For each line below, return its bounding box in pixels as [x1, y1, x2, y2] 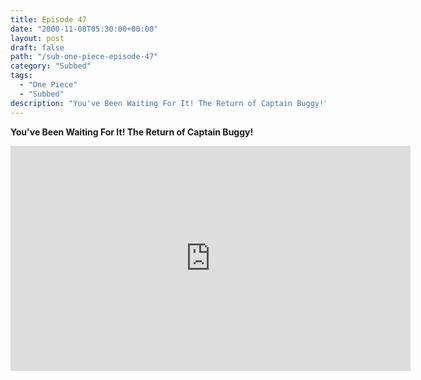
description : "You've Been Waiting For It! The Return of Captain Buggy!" [10, 98, 329, 108]
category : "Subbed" [10, 61, 92, 71]
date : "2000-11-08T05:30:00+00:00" [10, 24, 159, 34]
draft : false [10, 42, 65, 53]
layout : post [10, 33, 65, 43]
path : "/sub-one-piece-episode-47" [10, 52, 159, 62]
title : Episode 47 [10, 14, 87, 25]
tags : [10, 71, 33, 81]
